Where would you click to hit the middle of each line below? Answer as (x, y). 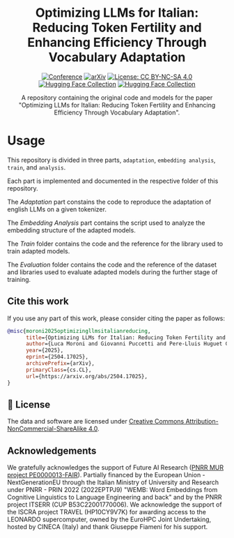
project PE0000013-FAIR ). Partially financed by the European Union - (106, 475)
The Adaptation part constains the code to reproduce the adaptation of (109, 202)
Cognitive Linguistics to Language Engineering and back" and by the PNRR (115, 498)
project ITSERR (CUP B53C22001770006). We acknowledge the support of (115, 505)
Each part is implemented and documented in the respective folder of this (113, 181)
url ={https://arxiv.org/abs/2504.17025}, (87, 376)
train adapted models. (39, 251)
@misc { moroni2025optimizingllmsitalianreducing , (79, 331)
